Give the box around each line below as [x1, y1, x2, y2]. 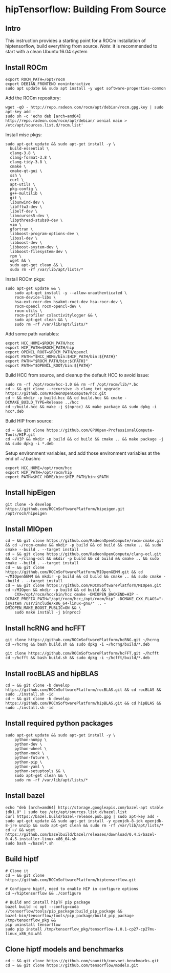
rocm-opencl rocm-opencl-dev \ [14, 304, 81, 309]
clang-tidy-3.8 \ [10, 159, 47, 164]
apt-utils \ [10, 182, 36, 187]
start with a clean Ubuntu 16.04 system [5, 49, 88, 54]
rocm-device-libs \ [14, 294, 56, 300]
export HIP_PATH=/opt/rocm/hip [5, 470, 72, 475]
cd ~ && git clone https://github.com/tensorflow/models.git [5, 963, 139, 968]
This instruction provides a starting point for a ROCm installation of [5, 37, 146, 44]
